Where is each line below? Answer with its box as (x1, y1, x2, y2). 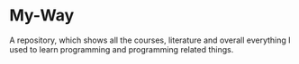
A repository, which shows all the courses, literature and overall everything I (9, 35, 291, 45)
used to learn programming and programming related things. (9, 44, 234, 54)
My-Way (9, 5, 75, 26)
